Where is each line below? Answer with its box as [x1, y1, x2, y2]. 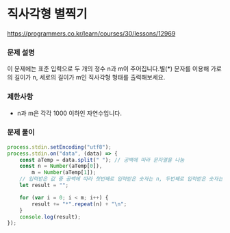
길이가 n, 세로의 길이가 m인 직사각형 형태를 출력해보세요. [14, 73, 166, 82]
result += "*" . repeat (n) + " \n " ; [31, 200, 127, 208]
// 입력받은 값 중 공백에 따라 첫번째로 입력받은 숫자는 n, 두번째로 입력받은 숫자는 [19, 175, 224, 182]
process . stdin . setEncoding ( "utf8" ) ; [7, 143, 112, 151]
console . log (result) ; [19, 213, 81, 220]
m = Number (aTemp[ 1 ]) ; [31, 169, 97, 176]
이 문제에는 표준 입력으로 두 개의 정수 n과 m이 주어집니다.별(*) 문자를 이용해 [7, 64, 209, 73]
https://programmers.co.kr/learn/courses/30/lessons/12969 [7, 29, 176, 38]
